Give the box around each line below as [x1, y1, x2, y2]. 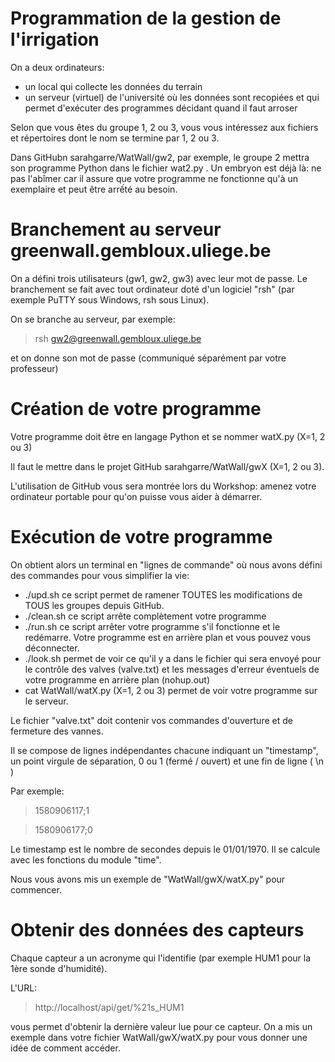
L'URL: [10, 982, 38, 994]
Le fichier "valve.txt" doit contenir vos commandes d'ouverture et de [10, 714, 293, 726]
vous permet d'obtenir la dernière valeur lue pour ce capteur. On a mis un [10, 1020, 313, 1032]
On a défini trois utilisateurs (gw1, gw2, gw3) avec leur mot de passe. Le [10, 272, 308, 284]
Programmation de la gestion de [10, 7, 282, 30]
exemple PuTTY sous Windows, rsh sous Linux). [10, 293, 210, 306]
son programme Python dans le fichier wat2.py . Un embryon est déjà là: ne [10, 162, 322, 174]
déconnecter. [24, 642, 80, 654]
